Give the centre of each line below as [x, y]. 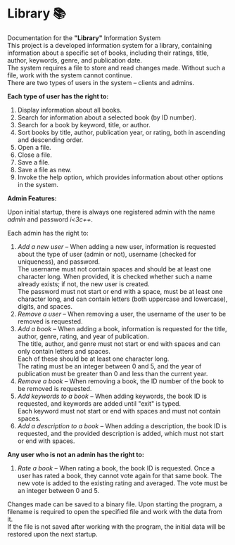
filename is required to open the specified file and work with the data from [115, 511]
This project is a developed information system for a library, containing [110, 45]
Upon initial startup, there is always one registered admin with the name [112, 212]
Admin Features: [32, 198]
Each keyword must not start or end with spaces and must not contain [119, 411]
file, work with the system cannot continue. [70, 75]
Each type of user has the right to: [58, 96]
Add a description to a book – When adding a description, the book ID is [122, 425]
